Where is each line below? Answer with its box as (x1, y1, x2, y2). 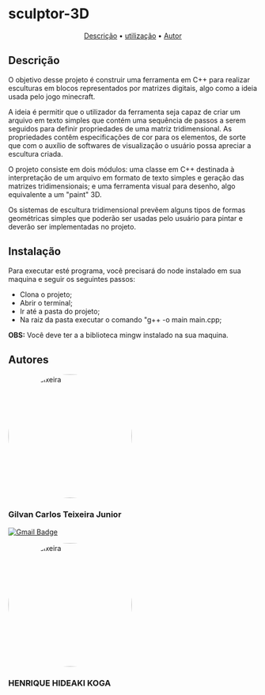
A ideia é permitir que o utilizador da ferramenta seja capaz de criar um (8, 107, 241, 116)
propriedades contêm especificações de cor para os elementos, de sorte (8, 132, 247, 142)
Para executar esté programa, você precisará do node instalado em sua (8, 266, 241, 275)
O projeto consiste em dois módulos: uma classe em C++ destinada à (8, 164, 235, 174)
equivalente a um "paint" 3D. (8, 189, 102, 199)
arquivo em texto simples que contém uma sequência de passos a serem (8, 116, 247, 125)
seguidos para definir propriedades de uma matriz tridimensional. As (8, 123, 232, 133)
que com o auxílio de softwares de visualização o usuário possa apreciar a (8, 140, 252, 150)
